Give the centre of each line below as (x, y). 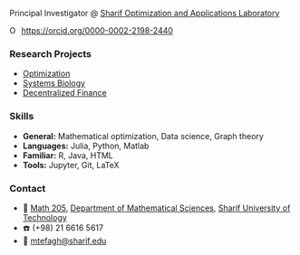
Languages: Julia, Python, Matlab (86, 146)
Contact (28, 188)
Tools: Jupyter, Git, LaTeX (71, 165)
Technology (45, 217)
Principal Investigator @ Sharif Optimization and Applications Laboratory (145, 13)
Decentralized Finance (64, 93)
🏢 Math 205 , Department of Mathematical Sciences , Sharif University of (156, 208)
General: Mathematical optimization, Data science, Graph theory (143, 136)
